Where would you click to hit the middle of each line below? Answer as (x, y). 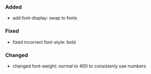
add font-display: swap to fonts (45, 18)
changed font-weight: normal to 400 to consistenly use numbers (79, 66)
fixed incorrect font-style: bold (44, 42)
